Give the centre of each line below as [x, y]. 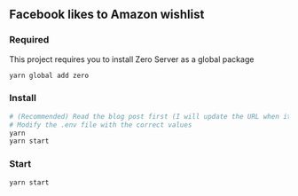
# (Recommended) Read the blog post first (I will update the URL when [144, 116]
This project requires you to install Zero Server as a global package [132, 59]
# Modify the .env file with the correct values [101, 125]
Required [29, 40]
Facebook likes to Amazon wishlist [107, 15]
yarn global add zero [49, 75]
